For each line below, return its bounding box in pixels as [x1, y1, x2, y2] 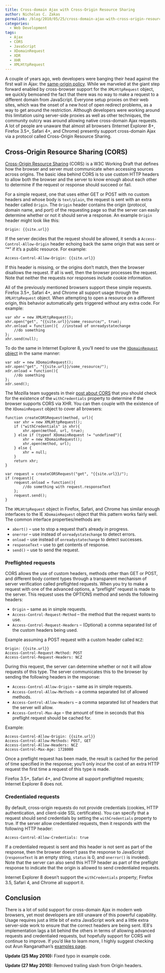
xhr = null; [23, 450, 48, 455]
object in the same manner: [5, 350, 60, 356]
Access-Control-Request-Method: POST [5, 650, 82, 656]
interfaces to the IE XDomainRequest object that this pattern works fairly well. [5, 511, 158, 517]
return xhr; [14, 458, 38, 464]
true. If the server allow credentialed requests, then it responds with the [5, 820, 150, 826]
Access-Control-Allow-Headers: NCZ [5, 743, 78, 748]
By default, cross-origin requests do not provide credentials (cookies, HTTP [5, 804, 159, 810]
